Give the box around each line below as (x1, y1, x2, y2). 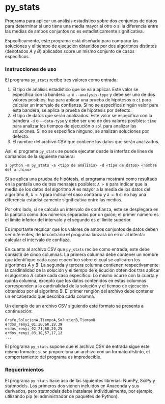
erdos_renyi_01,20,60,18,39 (5, 322, 63, 327)
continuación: (5, 308, 33, 314)
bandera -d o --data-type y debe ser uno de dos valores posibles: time (12, 118, 156, 124)
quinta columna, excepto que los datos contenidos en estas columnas (5, 278, 146, 284)
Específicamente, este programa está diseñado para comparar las (5, 37, 139, 43)
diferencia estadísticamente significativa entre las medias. (5, 197, 123, 203)
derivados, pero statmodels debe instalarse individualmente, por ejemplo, (5, 388, 154, 394)
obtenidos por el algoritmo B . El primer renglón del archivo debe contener (5, 288, 154, 294)
